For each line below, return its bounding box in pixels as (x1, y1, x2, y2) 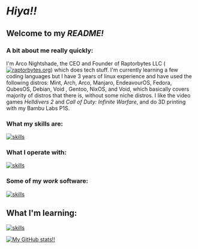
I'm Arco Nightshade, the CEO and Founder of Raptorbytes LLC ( (6, 60, 166, 67)
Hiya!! (6, 4, 37, 18)
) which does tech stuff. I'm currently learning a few (50, 66, 179, 73)
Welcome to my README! (6, 28, 104, 38)
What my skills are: (6, 119, 63, 128)
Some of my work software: (6, 177, 89, 185)
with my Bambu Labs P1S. (6, 104, 70, 112)
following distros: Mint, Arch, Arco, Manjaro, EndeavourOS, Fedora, (6, 79, 172, 86)
